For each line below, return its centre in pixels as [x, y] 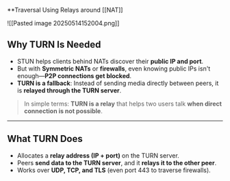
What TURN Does [45, 139]
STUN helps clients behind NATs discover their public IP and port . [110, 61]
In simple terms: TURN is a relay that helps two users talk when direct [123, 104]
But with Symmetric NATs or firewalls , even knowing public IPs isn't [114, 69]
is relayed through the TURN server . [69, 90]
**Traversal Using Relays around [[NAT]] [65, 10]
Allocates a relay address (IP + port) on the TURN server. [98, 155]
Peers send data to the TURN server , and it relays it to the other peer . [117, 162]
